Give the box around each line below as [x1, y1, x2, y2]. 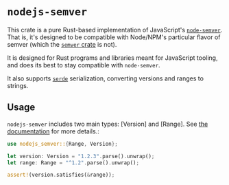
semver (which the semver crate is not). [7, 40, 117, 48]
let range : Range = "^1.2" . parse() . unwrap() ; [7, 159, 139, 166]
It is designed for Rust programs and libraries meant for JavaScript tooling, [7, 54, 218, 62]
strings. [7, 81, 29, 89]
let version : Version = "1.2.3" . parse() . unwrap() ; [7, 153, 155, 160]
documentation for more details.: [7, 127, 99, 135]
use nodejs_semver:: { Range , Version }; [7, 140, 118, 147]
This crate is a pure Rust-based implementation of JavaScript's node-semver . [7, 25, 223, 34]
